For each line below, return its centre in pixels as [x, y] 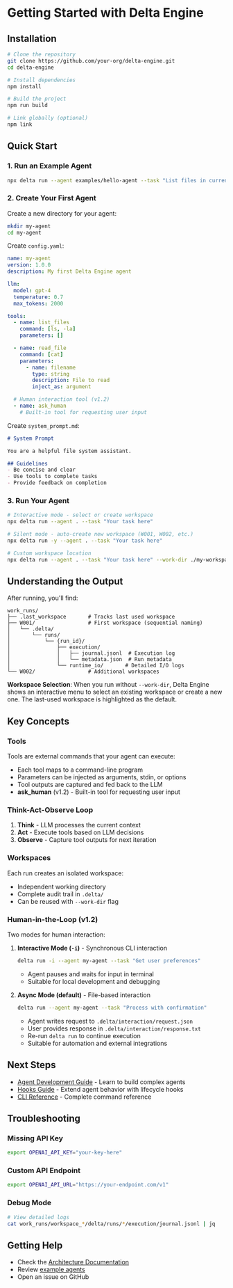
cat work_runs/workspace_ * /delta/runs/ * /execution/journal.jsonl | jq [111, 1224]
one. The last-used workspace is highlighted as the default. [92, 699]
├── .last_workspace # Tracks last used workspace [91, 617]
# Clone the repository [42, 54]
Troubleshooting [44, 1119]
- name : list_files [42, 323]
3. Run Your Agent [38, 501]
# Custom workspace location [49, 553]
